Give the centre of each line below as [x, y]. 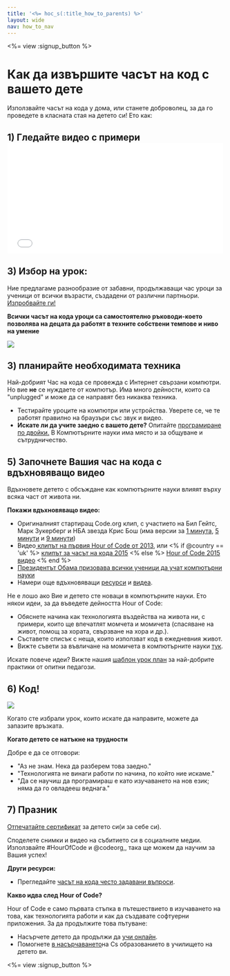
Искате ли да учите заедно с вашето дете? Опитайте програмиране [119, 425]
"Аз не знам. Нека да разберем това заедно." [84, 766]
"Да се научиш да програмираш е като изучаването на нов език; [113, 781]
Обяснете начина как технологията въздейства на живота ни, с [111, 617]
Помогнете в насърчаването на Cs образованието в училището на [115, 944]
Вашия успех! [27, 855]
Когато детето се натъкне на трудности [67, 739]
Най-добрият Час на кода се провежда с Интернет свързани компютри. [114, 383]
